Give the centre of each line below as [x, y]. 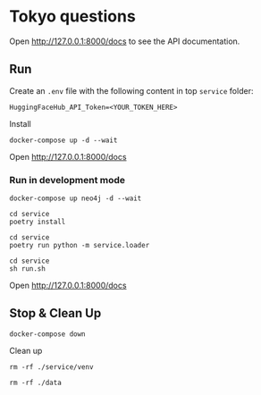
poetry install [38, 222]
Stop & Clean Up [55, 313]
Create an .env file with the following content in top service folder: [131, 90]
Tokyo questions [72, 17]
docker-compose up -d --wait [63, 140]
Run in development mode [67, 180]
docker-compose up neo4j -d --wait [76, 198]
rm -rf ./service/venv [51, 367]
